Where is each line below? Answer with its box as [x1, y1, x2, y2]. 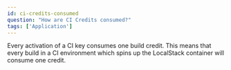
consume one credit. [7, 56, 66, 65]
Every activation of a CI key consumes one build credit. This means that [7, 42, 212, 50]
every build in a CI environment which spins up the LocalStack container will [7, 49, 225, 57]
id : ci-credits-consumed [7, 10, 79, 17]
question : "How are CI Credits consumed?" [7, 16, 131, 23]
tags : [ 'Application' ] [7, 23, 73, 30]
